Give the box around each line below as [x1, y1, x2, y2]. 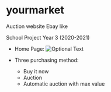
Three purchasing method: [14, 56, 79, 63]
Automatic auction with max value [23, 80, 105, 87]
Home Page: [14, 45, 45, 52]
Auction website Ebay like [6, 23, 68, 30]
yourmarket [6, 3, 64, 17]
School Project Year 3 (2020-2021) [6, 34, 90, 41]
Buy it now [23, 68, 49, 75]
